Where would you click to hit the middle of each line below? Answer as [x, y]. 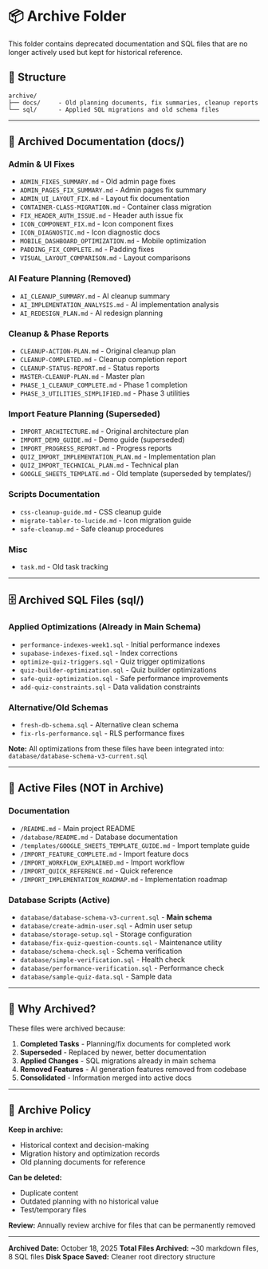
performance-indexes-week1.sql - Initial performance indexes [120, 644]
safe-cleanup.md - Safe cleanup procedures [92, 529]
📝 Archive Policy [50, 1110]
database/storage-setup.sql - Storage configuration [106, 934]
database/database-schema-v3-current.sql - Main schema [116, 917]
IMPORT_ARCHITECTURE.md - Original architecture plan [104, 432]
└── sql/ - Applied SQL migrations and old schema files [114, 109]
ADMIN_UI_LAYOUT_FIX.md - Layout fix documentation [104, 199]
